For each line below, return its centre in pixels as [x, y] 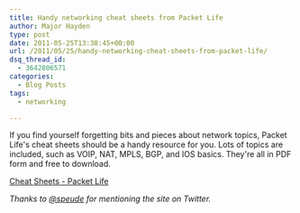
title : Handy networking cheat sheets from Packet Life [116, 18]
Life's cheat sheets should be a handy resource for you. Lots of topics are [146, 144]
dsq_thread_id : [38, 60]
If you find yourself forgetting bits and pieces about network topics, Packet [148, 135]
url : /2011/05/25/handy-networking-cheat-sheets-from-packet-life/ [139, 51]
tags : [19, 93]
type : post [30, 34]
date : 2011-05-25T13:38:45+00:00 [72, 43]
